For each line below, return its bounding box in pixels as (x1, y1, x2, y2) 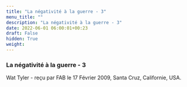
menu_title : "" (6, 14, 44, 20)
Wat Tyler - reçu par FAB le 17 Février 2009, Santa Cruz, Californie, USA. (6, 74, 182, 81)
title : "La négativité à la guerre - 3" (6, 8, 107, 15)
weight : (6, 42, 25, 48)
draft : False (6, 31, 38, 36)
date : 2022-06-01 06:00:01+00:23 (6, 25, 88, 31)
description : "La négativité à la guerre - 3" (6, 19, 122, 25)
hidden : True (6, 36, 38, 42)
